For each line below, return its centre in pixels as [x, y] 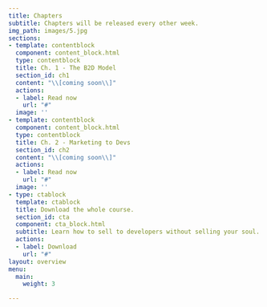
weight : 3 [39, 284]
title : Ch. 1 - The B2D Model [66, 68]
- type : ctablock [37, 194]
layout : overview [37, 261]
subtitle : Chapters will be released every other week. [103, 23]
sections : [25, 38]
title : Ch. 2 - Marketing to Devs [73, 142]
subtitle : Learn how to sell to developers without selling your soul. [138, 232]
